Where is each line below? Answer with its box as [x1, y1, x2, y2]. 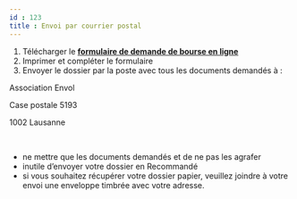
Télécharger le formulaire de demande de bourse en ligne [21, 46, 239, 56]
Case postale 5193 [9, 99, 78, 110]
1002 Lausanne [9, 117, 65, 128]
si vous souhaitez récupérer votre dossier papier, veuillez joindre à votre [21, 170, 289, 181]
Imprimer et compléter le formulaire [21, 55, 154, 66]
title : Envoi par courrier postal [9, 21, 142, 30]
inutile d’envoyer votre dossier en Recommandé [21, 161, 199, 171]
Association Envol [9, 82, 75, 93]
